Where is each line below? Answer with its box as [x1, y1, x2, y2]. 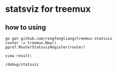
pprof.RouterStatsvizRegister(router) [5, 45, 86, 50]
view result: [5, 53, 32, 58]
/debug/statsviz [5, 62, 39, 67]
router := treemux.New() [5, 40, 57, 45]
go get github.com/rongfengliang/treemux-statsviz [5, 36, 113, 41]
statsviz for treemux [5, 3, 91, 15]
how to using [5, 23, 46, 32]
